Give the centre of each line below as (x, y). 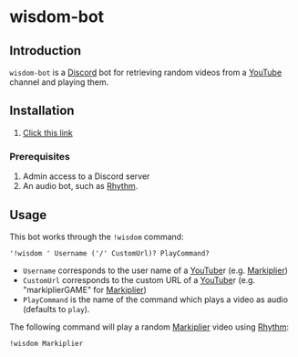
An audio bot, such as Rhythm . (80, 186)
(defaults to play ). (56, 309)
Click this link (47, 132)
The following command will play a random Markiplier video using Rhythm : (149, 327)
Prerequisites (40, 156)
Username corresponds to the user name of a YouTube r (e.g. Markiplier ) (155, 270)
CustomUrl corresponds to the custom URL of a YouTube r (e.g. (139, 279)
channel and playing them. (59, 82)
